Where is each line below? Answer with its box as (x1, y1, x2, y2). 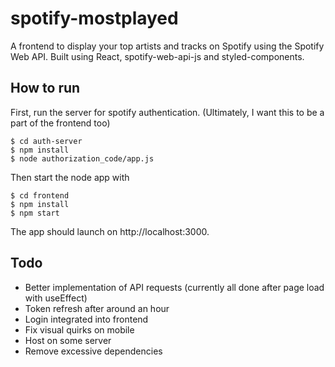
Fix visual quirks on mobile (24, 323, 135, 336)
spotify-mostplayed (10, 7, 179, 30)
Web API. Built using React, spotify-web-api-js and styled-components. (10, 50, 305, 62)
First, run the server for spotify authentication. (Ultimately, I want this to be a (10, 106, 325, 118)
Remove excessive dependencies (24, 345, 163, 357)
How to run (10, 80, 81, 97)
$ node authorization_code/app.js (10, 153, 155, 164)
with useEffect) (24, 292, 88, 304)
